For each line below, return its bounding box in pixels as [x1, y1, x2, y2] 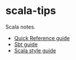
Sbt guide [14, 41, 38, 48]
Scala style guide [14, 47, 57, 54]
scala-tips [5, 4, 57, 17]
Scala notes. [5, 23, 36, 30]
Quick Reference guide [14, 34, 70, 41]
